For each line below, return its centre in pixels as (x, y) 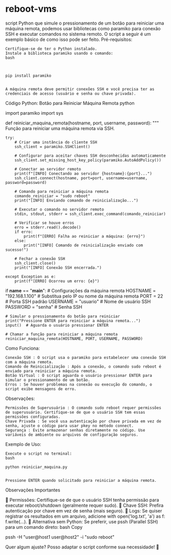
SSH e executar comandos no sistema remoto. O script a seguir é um (78, 34)
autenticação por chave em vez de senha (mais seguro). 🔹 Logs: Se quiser (84, 510)
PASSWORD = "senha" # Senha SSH (44, 307)
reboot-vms (31, 9)
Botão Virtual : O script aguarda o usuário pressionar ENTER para (79, 375)
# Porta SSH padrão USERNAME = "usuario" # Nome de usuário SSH (78, 301)
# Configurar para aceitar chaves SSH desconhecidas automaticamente (90, 156)
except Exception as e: (31, 276)
